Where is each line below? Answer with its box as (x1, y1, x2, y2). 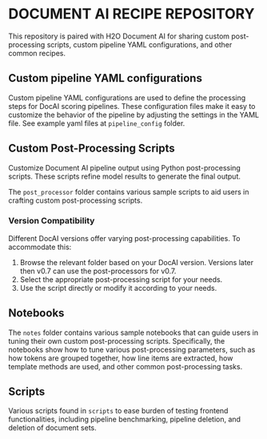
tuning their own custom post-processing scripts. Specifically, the (8, 336, 225, 345)
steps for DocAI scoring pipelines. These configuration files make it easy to (8, 101, 256, 111)
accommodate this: (8, 242, 72, 252)
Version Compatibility (8, 215, 95, 227)
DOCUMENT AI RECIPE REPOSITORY (8, 5, 255, 23)
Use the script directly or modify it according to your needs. (19, 283, 217, 292)
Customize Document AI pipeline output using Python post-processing (8, 163, 241, 172)
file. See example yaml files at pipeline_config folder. (8, 118, 185, 128)
